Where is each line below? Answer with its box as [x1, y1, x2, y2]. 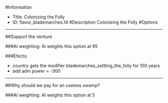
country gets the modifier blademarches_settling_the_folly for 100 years [12, 62, 160, 68]
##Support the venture [5, 33, 52, 39]
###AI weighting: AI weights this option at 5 [5, 92, 95, 98]
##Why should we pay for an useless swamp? [5, 82, 100, 88]
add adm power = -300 [12, 68, 61, 74]
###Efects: [5, 53, 28, 59]
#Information [5, 4, 32, 10]
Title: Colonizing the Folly [12, 14, 65, 19]
